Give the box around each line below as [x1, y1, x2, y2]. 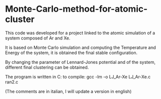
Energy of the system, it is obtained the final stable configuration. [5, 50, 138, 56]
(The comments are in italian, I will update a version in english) [5, 88, 132, 94]
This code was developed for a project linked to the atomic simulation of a [5, 30, 155, 36]
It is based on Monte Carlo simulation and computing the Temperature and [5, 44, 156, 50]
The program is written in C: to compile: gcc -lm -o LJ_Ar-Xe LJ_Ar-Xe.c [5, 74, 151, 79]
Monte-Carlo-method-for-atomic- [5, 3, 148, 15]
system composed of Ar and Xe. [5, 35, 70, 41]
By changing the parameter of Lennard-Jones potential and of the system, [5, 59, 156, 65]
